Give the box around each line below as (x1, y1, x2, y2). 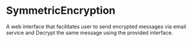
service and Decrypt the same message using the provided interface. (6, 29, 173, 36)
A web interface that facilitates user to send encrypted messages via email (6, 23, 186, 30)
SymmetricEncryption (6, 4, 116, 17)
